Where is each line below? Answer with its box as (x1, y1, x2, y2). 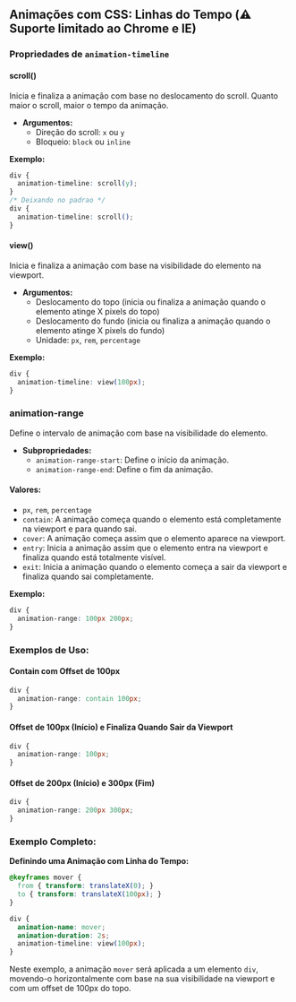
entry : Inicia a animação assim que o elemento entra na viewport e (21, 542, 268, 553)
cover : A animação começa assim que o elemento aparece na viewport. (21, 532, 286, 543)
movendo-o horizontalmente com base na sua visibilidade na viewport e (9, 973, 275, 984)
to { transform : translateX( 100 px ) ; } (17, 890, 163, 899)
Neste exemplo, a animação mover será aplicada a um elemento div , (9, 963, 259, 975)
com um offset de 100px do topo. (9, 983, 131, 994)
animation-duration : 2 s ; (17, 931, 110, 940)
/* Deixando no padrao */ (9, 196, 106, 205)
